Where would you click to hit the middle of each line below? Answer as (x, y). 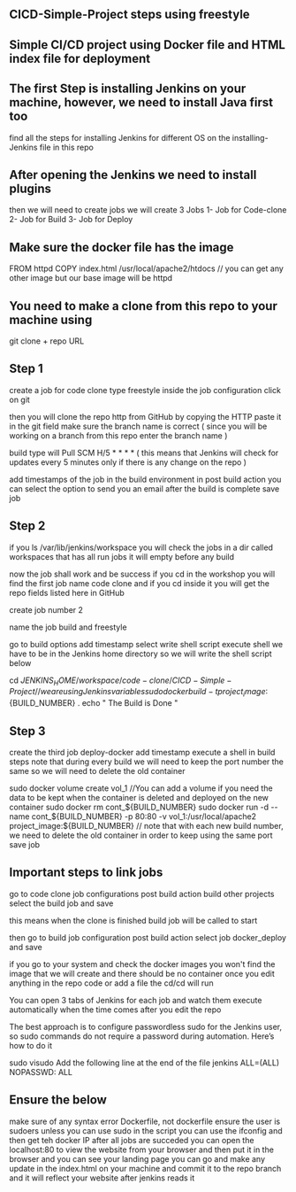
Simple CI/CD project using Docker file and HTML (147, 45)
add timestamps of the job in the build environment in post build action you (145, 479)
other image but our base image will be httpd (91, 278)
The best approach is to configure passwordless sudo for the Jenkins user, (146, 1026)
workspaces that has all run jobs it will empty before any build (122, 556)
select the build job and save (61, 903)
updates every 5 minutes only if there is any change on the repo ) (128, 462)
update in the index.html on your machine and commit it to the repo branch (145, 1168)
